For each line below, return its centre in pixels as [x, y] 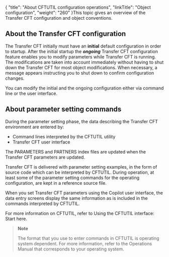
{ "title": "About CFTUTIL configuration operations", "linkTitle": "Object [78, 7]
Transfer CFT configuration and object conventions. [59, 18]
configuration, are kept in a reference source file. [56, 183]
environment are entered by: [35, 127]
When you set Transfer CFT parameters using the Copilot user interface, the [84, 193]
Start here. [16, 219]
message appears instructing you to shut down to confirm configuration [80, 73]
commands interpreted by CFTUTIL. [43, 203]
